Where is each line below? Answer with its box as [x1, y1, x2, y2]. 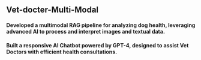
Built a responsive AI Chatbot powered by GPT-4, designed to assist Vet [6, 41, 189, 49]
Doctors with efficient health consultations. [6, 48, 118, 55]
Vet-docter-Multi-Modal [6, 5, 99, 15]
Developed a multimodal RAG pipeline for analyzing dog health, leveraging [6, 21, 196, 29]
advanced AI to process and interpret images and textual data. [6, 28, 165, 35]
